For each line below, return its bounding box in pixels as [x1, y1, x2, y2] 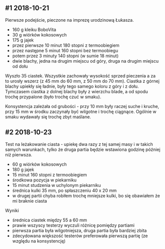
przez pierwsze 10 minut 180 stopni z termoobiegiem [12, 42, 120, 48]
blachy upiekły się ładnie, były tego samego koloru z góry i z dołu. [5, 83, 139, 89]
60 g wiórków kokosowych [12, 161, 67, 167]
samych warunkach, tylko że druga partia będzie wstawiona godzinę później [5, 146, 161, 152]
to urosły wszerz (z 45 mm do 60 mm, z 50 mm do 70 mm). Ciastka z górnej [5, 78, 160, 84]
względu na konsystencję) [12, 238, 66, 244]
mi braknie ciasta [12, 198, 47, 204]
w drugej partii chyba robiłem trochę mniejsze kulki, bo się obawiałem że [12, 192, 160, 199]
